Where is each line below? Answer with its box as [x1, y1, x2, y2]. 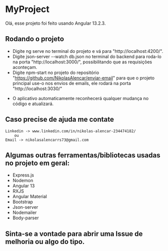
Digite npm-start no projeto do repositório [12, 69, 100, 75]
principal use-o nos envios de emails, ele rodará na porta [12, 80, 131, 86]
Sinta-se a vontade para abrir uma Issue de [5, 229, 143, 238]
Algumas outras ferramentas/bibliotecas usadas [5, 151, 160, 159]
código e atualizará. [12, 101, 54, 107]
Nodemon [12, 178, 34, 184]
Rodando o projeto [5, 35, 64, 43]
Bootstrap [12, 199, 33, 205]
